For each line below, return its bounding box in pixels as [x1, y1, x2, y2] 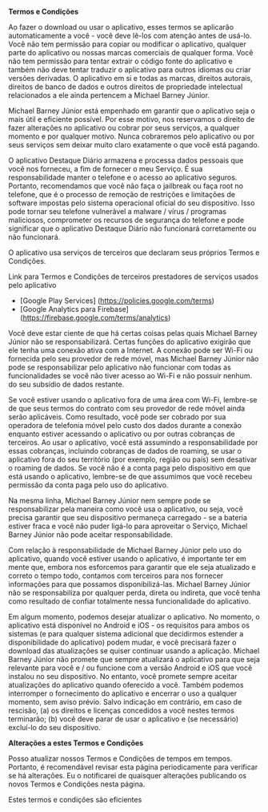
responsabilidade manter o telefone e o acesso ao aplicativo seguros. [8, 172, 238, 182]
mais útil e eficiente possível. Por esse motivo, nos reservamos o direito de [8, 115, 255, 123]
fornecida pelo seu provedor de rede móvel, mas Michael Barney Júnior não [8, 354, 259, 363]
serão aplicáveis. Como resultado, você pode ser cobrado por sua [8, 412, 226, 422]
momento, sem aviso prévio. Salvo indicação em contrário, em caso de [8, 697, 242, 706]
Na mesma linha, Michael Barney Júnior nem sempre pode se [8, 496, 211, 505]
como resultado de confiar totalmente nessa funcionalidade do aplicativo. [8, 596, 251, 606]
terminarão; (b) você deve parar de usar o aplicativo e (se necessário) [8, 714, 239, 724]
